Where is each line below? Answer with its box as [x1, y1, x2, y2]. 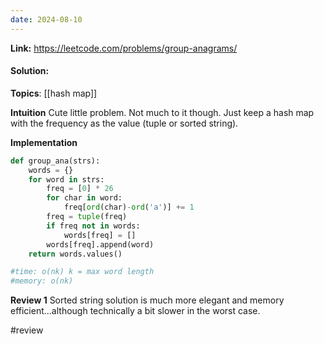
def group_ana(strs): [10, 156, 101, 166]
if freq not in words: [46, 221, 141, 231]
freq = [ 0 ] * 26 [46, 184, 114, 194]
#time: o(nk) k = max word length [10, 267, 155, 277]
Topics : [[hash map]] [10, 87, 98, 99]
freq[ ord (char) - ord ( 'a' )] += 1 [63, 202, 195, 213]
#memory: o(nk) [10, 276, 74, 286]
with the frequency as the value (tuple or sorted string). [10, 117, 239, 129]
